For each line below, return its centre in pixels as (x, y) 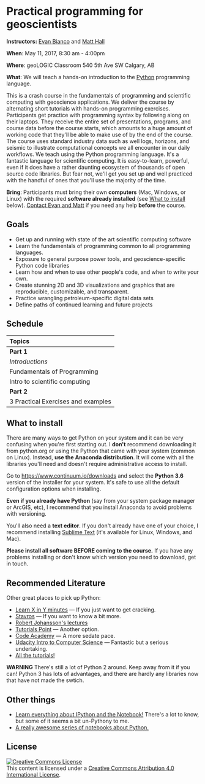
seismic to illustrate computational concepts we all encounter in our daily (98, 147)
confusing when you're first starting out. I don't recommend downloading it (101, 444)
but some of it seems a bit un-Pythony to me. (72, 721)
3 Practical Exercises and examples (60, 402)
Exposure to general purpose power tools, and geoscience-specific (100, 258)
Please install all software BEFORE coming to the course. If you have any (100, 551)
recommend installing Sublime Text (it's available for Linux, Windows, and (99, 532)
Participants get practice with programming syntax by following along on (98, 115)
